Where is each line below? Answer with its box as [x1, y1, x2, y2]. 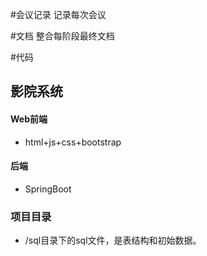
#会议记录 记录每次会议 [10, 9, 107, 20]
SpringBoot [24, 183, 72, 195]
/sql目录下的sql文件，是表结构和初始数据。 [24, 234, 202, 247]
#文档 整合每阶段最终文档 [10, 30, 115, 42]
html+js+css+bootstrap [24, 136, 122, 148]
